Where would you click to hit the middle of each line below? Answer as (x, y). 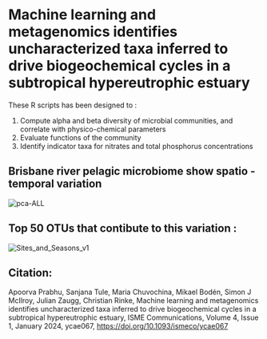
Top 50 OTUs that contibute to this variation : (123, 229)
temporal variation (55, 184)
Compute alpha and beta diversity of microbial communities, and (126, 120)
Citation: (30, 273)
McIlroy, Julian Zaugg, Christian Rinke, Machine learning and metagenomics (133, 301)
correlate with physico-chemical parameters (93, 129)
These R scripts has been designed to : (73, 105)
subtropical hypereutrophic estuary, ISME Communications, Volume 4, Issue (133, 317)
